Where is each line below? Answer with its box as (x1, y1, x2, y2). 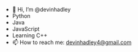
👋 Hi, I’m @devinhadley (12, 6, 71, 13)
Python (12, 12, 31, 20)
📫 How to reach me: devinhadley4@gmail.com (12, 39, 132, 46)
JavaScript (12, 25, 40, 32)
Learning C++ (12, 32, 48, 39)
